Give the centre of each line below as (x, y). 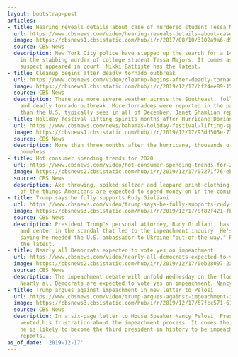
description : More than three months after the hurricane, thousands (118, 146)
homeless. (35, 152)
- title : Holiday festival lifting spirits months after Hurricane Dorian (120, 119)
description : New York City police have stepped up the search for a (118, 54)
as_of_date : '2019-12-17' (45, 343)
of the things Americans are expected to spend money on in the (117, 192)
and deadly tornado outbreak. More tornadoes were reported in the (121, 106)
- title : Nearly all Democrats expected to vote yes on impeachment (110, 251)
